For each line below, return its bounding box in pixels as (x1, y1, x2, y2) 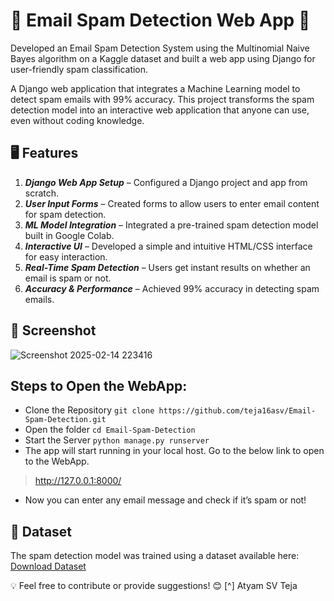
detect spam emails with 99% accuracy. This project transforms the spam (10, 93, 315, 105)
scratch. (24, 187, 60, 199)
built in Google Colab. (24, 229, 115, 241)
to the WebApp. (24, 455, 90, 468)
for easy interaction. (24, 250, 108, 263)
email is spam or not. (24, 272, 112, 284)
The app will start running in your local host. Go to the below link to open (24, 445, 325, 457)
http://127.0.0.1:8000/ (34, 475, 122, 487)
